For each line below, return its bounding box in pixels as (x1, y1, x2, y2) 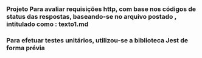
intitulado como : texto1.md (6, 20, 89, 28)
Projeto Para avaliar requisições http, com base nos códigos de (6, 5, 197, 13)
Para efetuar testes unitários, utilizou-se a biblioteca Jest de (6, 36, 189, 44)
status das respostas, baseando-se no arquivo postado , (6, 12, 176, 21)
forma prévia (6, 43, 46, 52)
